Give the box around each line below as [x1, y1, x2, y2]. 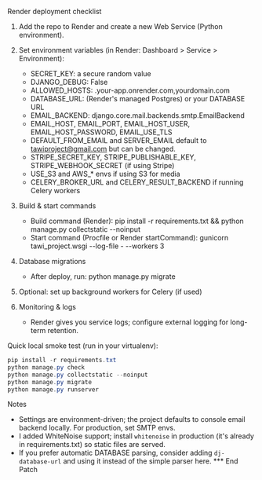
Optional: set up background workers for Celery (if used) [18, 287, 202, 296]
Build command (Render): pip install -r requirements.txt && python [30, 216, 244, 225]
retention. [47, 326, 79, 335]
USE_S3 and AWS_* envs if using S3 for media [30, 169, 181, 178]
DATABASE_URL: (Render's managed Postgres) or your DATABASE [30, 94, 246, 103]
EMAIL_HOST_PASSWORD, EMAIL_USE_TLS [30, 127, 173, 137]
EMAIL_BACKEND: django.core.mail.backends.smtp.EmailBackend [30, 111, 245, 120]
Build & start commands [18, 201, 96, 211]
